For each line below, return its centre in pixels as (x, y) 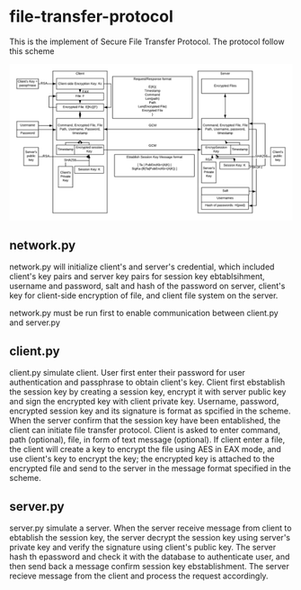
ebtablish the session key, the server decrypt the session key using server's (150, 537)
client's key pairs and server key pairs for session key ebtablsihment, (137, 277)
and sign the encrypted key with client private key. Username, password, (144, 402)
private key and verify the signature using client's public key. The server (143, 547)
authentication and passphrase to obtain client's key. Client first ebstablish (147, 382)
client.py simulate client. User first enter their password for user (127, 373)
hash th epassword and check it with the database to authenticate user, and (150, 557)
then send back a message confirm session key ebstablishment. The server (150, 566)
